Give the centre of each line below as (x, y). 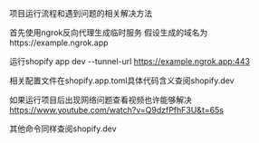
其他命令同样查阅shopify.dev (63, 129)
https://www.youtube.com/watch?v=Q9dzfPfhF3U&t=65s (117, 110)
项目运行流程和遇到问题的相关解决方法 (81, 13)
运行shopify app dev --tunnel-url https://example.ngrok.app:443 (130, 61)
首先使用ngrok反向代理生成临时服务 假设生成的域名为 (109, 33)
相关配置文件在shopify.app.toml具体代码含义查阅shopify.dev (122, 81)
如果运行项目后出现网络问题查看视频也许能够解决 (101, 100)
